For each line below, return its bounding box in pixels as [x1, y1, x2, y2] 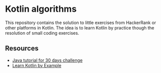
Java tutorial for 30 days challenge [12, 57, 83, 63]
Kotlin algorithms [5, 3, 77, 15]
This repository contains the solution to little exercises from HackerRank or [5, 20, 156, 25]
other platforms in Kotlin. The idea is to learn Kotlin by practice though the [5, 24, 155, 30]
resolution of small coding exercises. [5, 30, 80, 36]
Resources [5, 44, 39, 52]
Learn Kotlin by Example [12, 62, 61, 68]
